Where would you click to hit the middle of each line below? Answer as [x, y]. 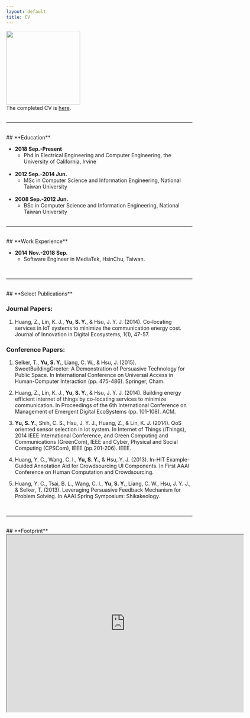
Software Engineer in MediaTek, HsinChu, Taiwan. [84, 259]
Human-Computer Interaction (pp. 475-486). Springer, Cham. [90, 381]
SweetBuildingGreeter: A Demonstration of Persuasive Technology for [100, 369]
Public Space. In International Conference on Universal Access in [94, 375]
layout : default [26, 12]
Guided [24, 466]
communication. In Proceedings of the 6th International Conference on [101, 405]
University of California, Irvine [60, 161]
